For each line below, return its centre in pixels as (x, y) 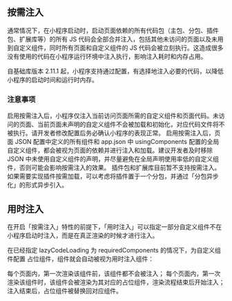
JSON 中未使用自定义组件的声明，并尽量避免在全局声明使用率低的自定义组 (113, 159)
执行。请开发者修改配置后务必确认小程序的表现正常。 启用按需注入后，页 (117, 133)
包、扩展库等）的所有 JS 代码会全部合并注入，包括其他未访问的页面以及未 (112, 39)
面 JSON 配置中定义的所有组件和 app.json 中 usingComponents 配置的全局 (113, 142)
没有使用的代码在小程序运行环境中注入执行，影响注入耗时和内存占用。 (107, 56)
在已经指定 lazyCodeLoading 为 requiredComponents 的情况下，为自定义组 (114, 250)
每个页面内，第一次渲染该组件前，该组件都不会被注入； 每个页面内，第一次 (114, 273)
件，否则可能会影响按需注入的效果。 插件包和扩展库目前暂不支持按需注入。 (114, 167)
